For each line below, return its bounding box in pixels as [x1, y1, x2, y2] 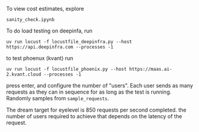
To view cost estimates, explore [6, 5, 84, 12]
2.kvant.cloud [6, 71, 42, 77]
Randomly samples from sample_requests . [6, 95, 109, 101]
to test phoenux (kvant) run [6, 55, 74, 62]
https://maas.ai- [129, 66, 172, 72]
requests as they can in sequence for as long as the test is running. [6, 88, 172, 95]
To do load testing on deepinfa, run [6, 27, 93, 34]
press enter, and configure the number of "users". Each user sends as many [6, 82, 193, 89]
